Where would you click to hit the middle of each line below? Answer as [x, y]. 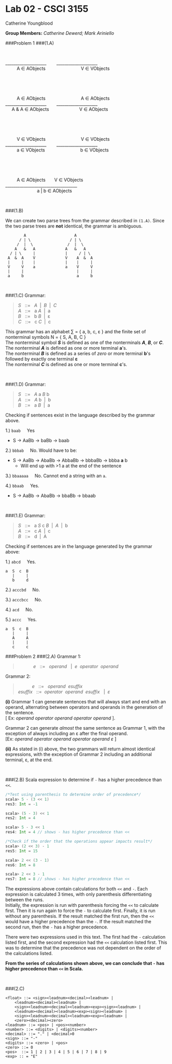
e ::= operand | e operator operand [76, 666]
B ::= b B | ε [34, 316]
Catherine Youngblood [29, 23]
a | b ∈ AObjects [54, 191]
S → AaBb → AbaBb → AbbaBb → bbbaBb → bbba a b [70, 460]
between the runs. [25, 900]
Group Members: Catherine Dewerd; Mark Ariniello [60, 33]
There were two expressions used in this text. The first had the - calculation [85, 937]
